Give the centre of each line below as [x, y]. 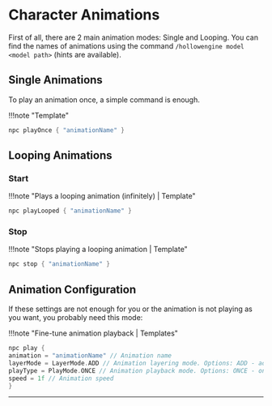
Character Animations [84, 15]
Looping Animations [60, 156]
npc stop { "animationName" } [59, 264]
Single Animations [55, 80]
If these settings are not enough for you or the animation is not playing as [130, 309]
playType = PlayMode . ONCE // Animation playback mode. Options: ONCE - [132, 370]
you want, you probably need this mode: [76, 318]
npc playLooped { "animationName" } [70, 211]
